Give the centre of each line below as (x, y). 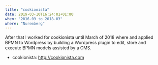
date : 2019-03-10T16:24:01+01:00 (39, 14)
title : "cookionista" (27, 10)
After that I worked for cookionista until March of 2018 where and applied (79, 37)
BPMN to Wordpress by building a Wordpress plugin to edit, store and (76, 43)
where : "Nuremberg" (25, 23)
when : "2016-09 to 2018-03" (34, 19)
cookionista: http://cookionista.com (48, 58)
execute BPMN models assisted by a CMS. (48, 48)
